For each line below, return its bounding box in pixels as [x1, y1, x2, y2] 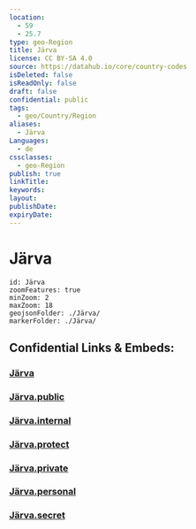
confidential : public [9, 95, 89, 104]
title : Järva [9, 46, 57, 55]
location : [9, 12, 46, 22]
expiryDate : [9, 210, 53, 219]
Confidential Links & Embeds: [9, 340, 175, 355]
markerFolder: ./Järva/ [9, 316, 97, 326]
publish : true [9, 169, 62, 178]
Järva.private [9, 462, 69, 474]
